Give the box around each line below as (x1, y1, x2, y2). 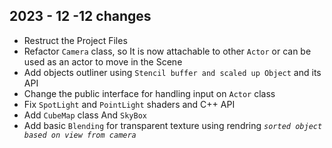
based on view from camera (23, 130, 137, 140)
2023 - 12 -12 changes (9, 8, 152, 25)
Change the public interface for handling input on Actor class (23, 87, 276, 99)
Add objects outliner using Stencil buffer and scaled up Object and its (23, 66, 322, 78)
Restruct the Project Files (23, 34, 128, 46)
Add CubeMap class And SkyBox (23, 109, 147, 121)
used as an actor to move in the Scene (23, 55, 183, 68)
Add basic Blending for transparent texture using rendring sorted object (23, 119, 323, 131)
